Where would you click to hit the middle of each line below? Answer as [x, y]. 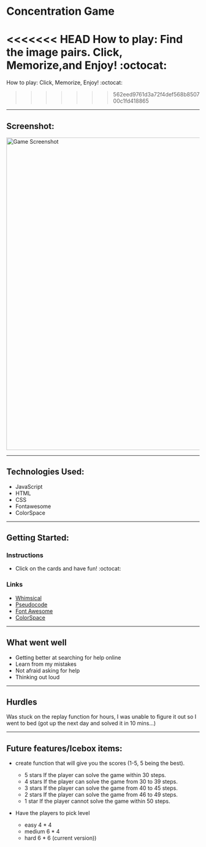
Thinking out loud [37, 677]
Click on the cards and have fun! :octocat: [68, 569]
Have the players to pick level [52, 813]
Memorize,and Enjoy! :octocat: [87, 65]
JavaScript [29, 486]
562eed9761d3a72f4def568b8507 [156, 95]
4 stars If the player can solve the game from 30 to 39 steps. [101, 782]
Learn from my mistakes [46, 664]
